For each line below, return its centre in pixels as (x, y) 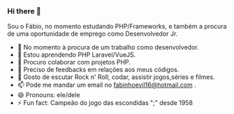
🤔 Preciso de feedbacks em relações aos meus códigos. (98, 70)
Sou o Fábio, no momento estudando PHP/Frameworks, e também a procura (117, 27)
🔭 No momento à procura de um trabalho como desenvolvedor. (108, 48)
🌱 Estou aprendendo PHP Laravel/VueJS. (76, 55)
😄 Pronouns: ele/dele (49, 95)
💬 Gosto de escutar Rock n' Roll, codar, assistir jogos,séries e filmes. (116, 77)
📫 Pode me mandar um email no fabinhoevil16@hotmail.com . (107, 85)
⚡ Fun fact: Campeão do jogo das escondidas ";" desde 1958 (105, 103)
